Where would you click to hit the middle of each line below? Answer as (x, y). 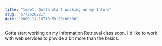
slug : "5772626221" (25, 14)
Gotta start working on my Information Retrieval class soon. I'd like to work (81, 33)
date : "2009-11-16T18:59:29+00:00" (42, 19)
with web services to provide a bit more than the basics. (62, 38)
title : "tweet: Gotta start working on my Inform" (58, 10)
